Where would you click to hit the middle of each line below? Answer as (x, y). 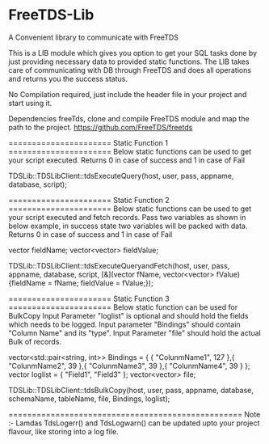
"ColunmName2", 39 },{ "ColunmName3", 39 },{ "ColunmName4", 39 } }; (129, 366)
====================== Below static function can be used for (123, 307)
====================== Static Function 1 (88, 142)
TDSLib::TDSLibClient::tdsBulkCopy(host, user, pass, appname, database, (131, 390)
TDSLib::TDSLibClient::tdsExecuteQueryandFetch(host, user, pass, (119, 265)
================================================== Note (134, 414)
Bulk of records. (35, 341)
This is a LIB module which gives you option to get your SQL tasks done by (132, 53)
